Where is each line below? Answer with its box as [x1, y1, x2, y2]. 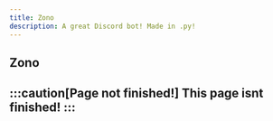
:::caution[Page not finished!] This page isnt [9, 86, 264, 101]
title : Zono [9, 13, 54, 23]
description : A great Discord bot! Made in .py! [9, 22, 196, 31]
